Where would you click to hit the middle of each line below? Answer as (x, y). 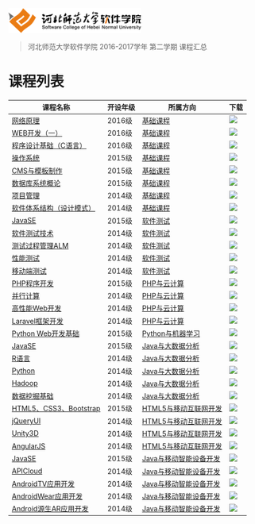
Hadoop (25, 383)
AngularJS (29, 446)
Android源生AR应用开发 (50, 509)
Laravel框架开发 (37, 321)
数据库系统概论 (36, 183)
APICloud (27, 471)
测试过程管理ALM (40, 246)
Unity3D (25, 433)
